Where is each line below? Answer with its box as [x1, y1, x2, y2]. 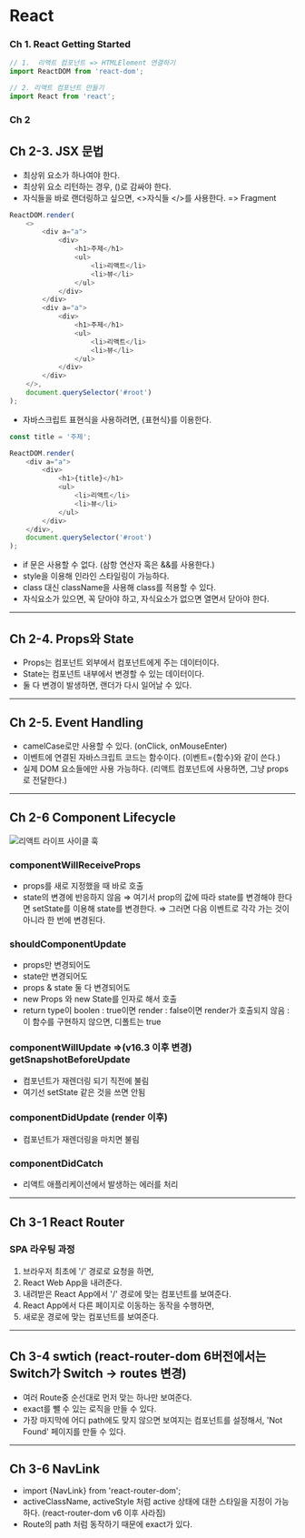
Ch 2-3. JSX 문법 [9, 144, 104, 159]
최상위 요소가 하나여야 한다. [22, 169, 121, 180]
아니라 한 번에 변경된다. [22, 914, 106, 925]
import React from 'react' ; [9, 92, 116, 101]
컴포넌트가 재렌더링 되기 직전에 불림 [22, 1075, 150, 1086]
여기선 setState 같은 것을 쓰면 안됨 [22, 1086, 146, 1097]
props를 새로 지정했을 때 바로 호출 [22, 880, 144, 891]
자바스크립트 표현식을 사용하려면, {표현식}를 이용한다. [22, 414, 212, 425]
